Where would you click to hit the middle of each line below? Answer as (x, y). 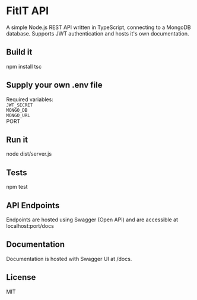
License (21, 277)
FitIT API (28, 11)
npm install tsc (24, 66)
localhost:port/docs (30, 226)
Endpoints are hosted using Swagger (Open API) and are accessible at (92, 220)
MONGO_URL (18, 115)
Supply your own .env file (54, 85)
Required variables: (30, 99)
